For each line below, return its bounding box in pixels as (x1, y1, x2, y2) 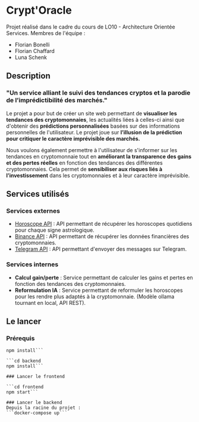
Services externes (6, 206, 61, 215)
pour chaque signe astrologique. (14, 226, 95, 234)
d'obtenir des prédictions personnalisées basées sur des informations (6, 122, 180, 130)
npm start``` (6, 389, 39, 395)
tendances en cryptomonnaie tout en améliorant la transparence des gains (6, 153, 192, 160)
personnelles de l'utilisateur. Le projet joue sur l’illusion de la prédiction (6, 128, 182, 136)
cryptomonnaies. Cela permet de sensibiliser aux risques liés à (6, 165, 163, 172)
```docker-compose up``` (6, 410, 68, 416)
